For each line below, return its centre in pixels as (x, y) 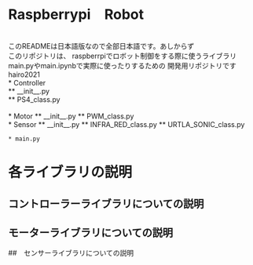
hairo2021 (24, 74)
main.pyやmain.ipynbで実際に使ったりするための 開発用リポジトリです (123, 65)
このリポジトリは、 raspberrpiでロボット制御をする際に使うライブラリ (123, 56)
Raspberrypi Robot (76, 15)
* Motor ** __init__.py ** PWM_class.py (71, 116)
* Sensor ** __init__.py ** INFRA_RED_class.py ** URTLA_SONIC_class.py (126, 124)
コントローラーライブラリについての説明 (106, 203)
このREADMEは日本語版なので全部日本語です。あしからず (101, 45)
